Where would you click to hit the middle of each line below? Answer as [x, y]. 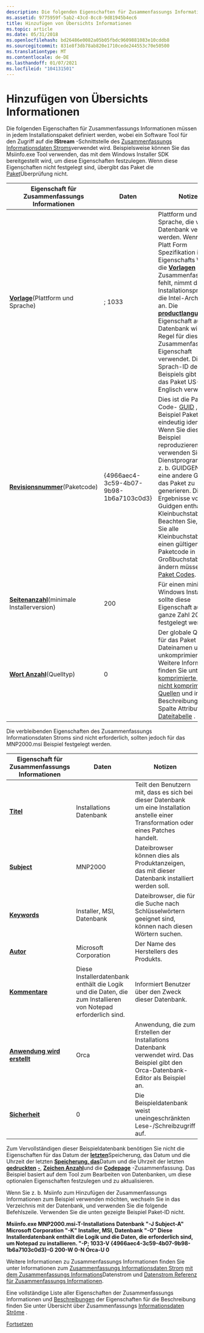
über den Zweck [158, 992]
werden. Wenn [179, 237]
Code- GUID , [178, 407]
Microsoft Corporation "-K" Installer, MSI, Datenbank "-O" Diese [90, 1231]
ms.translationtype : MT [36, 52]
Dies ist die [174, 400]
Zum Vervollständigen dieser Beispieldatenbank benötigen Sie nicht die [96, 1148]
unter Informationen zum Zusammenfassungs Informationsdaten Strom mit [100, 1268]
